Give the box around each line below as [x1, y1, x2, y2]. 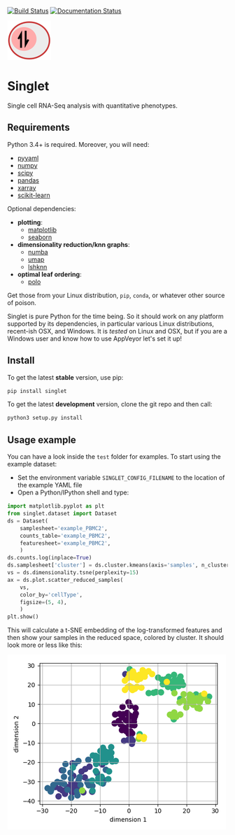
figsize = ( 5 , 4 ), [20, 599, 68, 606]
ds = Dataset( [7, 518, 49, 524]
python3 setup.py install [7, 415, 83, 422]
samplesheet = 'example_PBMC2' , [20, 524, 108, 531]
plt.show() [7, 613, 39, 620]
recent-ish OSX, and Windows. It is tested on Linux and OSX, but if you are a [7, 327, 227, 335]
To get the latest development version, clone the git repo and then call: [7, 400, 213, 408]
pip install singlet [7, 387, 68, 394]
